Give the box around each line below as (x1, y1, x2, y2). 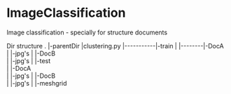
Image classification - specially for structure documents (6, 28, 168, 36)
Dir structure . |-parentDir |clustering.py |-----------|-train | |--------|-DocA (6, 41, 225, 50)
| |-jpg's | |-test (6, 56, 51, 65)
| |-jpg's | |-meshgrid (6, 79, 67, 87)
